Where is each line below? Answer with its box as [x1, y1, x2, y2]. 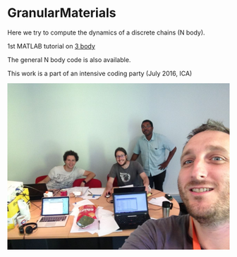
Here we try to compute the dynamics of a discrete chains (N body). [7, 28, 206, 37]
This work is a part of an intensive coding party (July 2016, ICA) [7, 69, 193, 77]
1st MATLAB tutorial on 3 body [7, 42, 95, 50]
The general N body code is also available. [7, 55, 131, 64]
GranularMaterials [7, 5, 116, 21]
